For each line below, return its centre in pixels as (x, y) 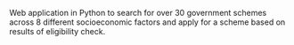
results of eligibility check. (57, 31)
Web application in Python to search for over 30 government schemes (138, 13)
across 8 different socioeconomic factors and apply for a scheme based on (147, 22)
